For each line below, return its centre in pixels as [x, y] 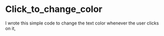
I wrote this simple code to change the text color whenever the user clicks [82, 23]
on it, [11, 28]
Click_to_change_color [54, 9]
